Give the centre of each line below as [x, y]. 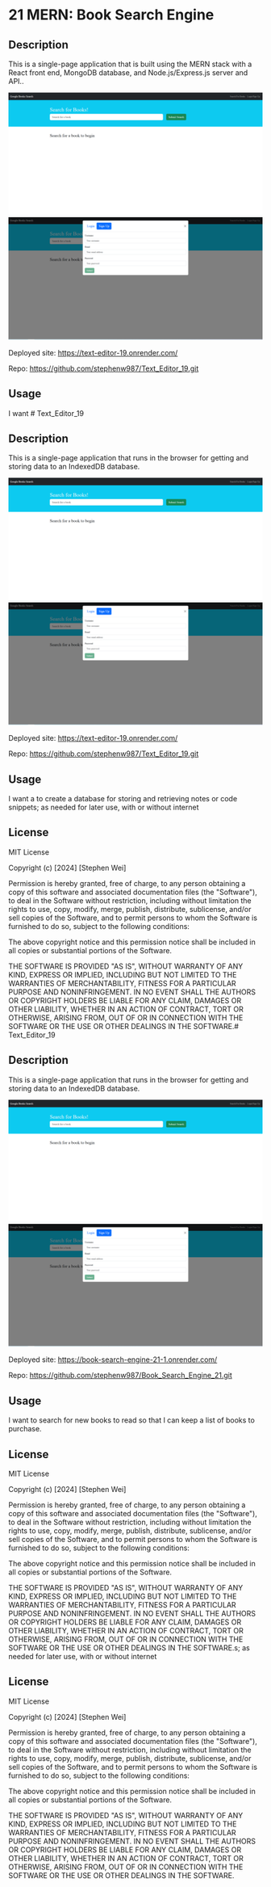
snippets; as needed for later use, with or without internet [104, 807]
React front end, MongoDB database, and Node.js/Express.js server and [128, 73]
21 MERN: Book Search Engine [111, 15]
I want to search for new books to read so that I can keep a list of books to [132, 1420]
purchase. [25, 1429]
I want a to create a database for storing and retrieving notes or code [123, 798]
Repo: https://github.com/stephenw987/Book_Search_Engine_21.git [120, 1376]
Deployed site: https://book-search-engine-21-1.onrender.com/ [113, 1360]
